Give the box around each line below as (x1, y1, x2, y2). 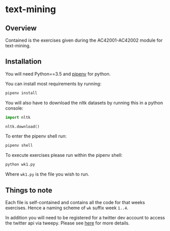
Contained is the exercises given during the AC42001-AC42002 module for (5, 37, 163, 43)
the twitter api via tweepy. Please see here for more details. (5, 220, 130, 226)
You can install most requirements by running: (5, 80, 102, 87)
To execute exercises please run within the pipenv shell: (5, 152, 123, 158)
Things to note (5, 186, 52, 194)
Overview (5, 24, 37, 32)
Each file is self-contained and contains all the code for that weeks (5, 200, 145, 205)
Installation (5, 57, 42, 66)
